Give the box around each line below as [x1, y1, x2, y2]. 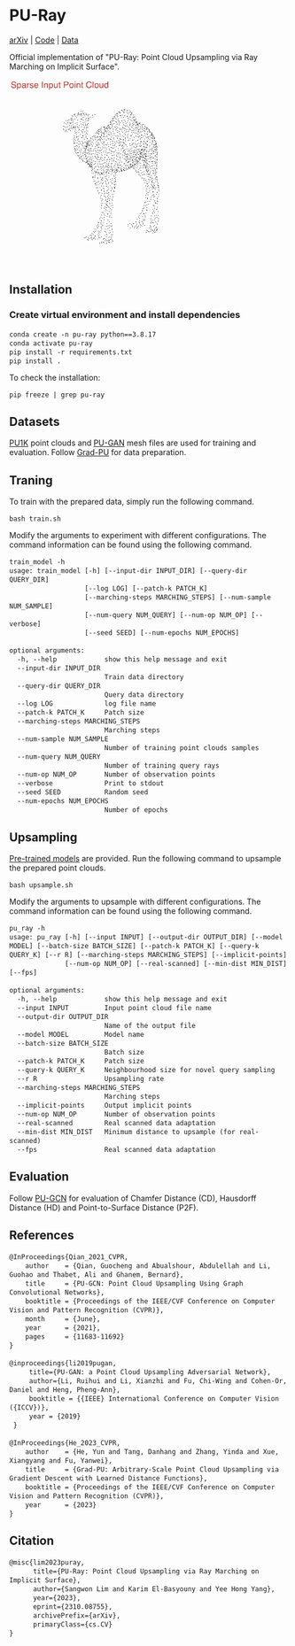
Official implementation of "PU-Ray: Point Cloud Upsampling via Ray [9, 51, 259, 62]
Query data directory [104, 691, 184, 699]
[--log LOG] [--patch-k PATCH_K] [84, 584, 208, 593]
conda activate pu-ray [9, 338, 93, 348]
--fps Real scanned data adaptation [17, 1146, 216, 1155]
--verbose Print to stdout [17, 779, 165, 788]
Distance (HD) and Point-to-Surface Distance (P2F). [9, 1202, 199, 1213]
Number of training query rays [104, 761, 220, 770]
